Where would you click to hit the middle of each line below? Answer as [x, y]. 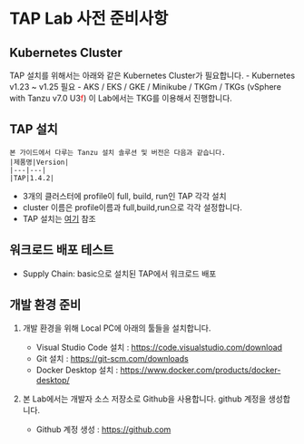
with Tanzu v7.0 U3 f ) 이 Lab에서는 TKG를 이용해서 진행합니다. [121, 98]
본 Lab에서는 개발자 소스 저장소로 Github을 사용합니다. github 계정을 [144, 399]
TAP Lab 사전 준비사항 [89, 19]
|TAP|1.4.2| [32, 178]
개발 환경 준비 [45, 305]
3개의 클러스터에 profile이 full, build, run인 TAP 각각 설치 [124, 196]
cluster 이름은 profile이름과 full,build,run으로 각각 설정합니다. [132, 207]
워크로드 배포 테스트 [62, 250]
